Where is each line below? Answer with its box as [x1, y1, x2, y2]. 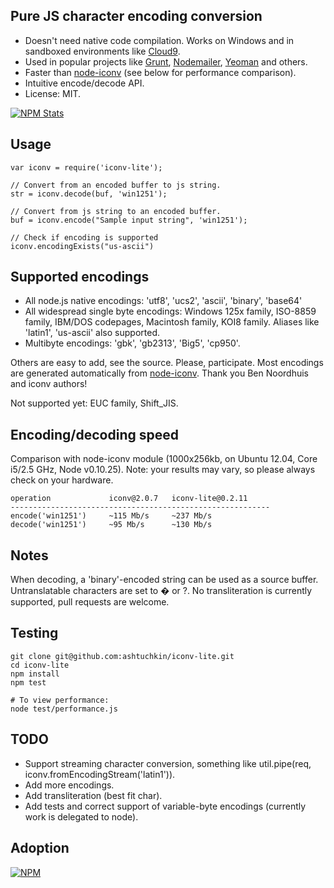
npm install [10, 669, 60, 679]
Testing [10, 625, 59, 642]
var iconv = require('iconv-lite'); [10, 162, 163, 173]
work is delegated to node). [24, 810, 139, 823]
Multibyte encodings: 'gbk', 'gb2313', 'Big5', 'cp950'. [24, 337, 241, 349]
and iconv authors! [10, 378, 88, 390]
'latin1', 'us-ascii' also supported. [24, 327, 160, 339]
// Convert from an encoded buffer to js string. [10, 180, 222, 190]
